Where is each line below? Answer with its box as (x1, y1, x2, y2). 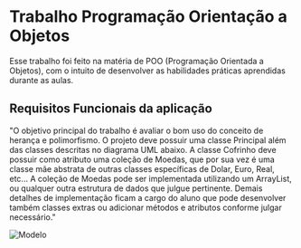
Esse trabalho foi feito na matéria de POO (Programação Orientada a (9, 55, 264, 66)
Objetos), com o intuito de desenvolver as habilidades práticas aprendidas (9, 65, 287, 76)
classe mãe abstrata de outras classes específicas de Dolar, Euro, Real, (9, 163, 276, 174)
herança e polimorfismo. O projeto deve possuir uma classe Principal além (9, 134, 287, 146)
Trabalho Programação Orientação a (9, 6, 287, 27)
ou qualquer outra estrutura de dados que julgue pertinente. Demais (9, 183, 263, 194)
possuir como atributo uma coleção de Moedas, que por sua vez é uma (9, 154, 276, 165)
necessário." (9, 211, 56, 223)
